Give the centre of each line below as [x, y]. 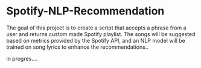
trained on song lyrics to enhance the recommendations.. [78, 47]
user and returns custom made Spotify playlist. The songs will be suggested [101, 34]
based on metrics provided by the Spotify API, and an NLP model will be [96, 40]
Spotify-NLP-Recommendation [85, 11]
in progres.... [22, 58]
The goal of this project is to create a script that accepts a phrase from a [96, 28]
